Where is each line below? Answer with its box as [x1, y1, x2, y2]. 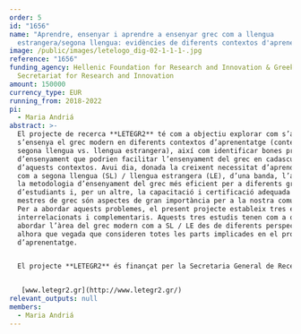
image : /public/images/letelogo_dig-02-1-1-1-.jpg [9, 47, 202, 56]
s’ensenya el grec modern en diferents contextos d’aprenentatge [17, 138, 267, 147]
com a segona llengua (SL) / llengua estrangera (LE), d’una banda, [17, 171, 279, 180]
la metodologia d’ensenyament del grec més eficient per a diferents [17, 180, 282, 189]
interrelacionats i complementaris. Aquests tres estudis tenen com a [17, 212, 287, 222]
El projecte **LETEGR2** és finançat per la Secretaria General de [17, 261, 275, 271]
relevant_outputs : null [9, 295, 99, 304]
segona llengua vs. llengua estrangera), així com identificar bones [17, 146, 282, 155]
